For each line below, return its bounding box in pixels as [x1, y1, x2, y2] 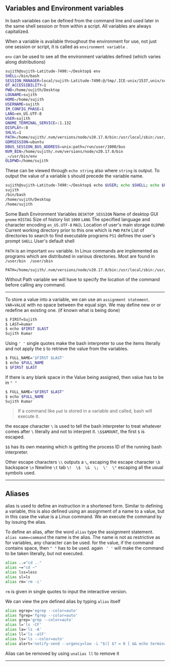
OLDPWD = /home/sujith [5, 158, 49, 164]
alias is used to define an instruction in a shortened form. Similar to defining [5, 503, 163, 509]
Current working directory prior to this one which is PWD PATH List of [5, 227, 145, 233]
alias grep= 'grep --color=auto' [5, 617, 73, 623]
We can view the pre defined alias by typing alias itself [5, 598, 120, 604]
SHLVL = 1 [5, 130, 22, 135]
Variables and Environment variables [5, 4, 124, 13]
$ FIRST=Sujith [5, 317, 37, 322]
